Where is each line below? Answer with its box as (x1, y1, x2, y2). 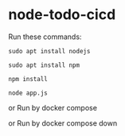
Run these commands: (8, 32, 82, 41)
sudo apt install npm (8, 61, 80, 69)
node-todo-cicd (8, 6, 116, 24)
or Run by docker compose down (8, 118, 118, 128)
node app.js (8, 89, 48, 97)
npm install (8, 75, 48, 83)
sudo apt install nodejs (8, 47, 91, 55)
